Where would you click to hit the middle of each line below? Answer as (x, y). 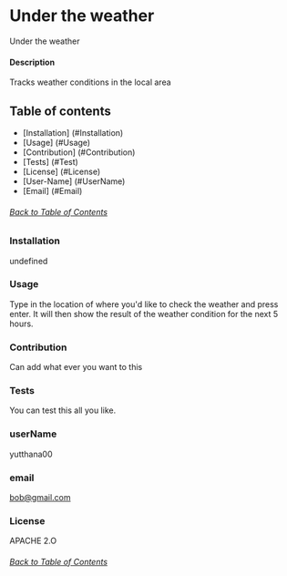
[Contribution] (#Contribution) (79, 152)
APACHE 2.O (33, 541)
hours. (21, 324)
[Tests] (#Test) (51, 161)
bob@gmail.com (40, 498)
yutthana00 (31, 454)
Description (32, 62)
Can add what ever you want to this (76, 367)
